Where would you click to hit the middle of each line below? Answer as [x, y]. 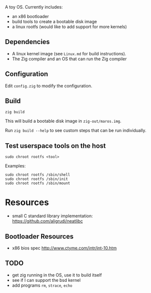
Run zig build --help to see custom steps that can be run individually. [76, 130]
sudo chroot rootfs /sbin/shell [38, 175]
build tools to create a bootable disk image [54, 22]
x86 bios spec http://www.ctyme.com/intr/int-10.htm [64, 248]
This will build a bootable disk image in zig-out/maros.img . [63, 121]
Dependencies [27, 42]
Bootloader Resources [39, 236]
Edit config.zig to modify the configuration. [49, 86]
